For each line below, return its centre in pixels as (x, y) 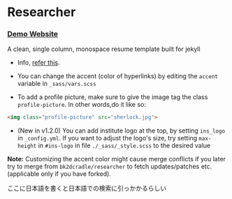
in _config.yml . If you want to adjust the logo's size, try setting (107, 138)
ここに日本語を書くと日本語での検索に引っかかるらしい (87, 189)
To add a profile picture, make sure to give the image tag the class (113, 97)
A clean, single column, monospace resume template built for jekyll (104, 49)
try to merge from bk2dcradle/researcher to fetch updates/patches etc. (110, 167)
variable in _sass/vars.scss (57, 84)
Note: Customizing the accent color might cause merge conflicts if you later (116, 159)
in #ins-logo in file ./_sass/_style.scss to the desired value (124, 146)
